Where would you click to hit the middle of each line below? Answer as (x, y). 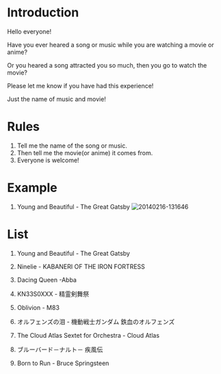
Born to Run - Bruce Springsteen (63, 363)
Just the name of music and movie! (56, 99)
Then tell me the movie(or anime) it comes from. (85, 152)
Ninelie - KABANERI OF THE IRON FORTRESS (81, 266)
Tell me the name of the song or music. (72, 146)
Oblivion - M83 (38, 307)
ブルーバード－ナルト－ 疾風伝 (60, 349)
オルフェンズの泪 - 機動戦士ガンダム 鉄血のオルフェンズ (96, 321)
